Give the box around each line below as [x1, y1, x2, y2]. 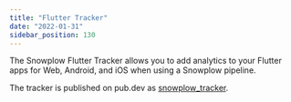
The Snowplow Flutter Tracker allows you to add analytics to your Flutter [9, 56, 283, 66]
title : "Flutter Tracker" [9, 13, 108, 23]
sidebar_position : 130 [9, 30, 96, 39]
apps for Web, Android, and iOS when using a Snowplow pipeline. [9, 65, 257, 76]
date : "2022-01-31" [9, 22, 84, 31]
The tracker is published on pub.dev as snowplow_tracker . [9, 83, 229, 94]
